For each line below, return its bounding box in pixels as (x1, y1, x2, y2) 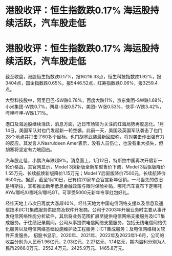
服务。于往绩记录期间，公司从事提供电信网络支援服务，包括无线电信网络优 (9, 220, 167, 226)
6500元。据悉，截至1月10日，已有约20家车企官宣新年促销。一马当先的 (5, 177, 155, 183)
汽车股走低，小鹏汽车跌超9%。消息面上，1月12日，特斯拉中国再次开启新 (5, 157, 158, 164)
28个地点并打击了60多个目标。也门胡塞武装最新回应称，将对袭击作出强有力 (5, 134, 165, 140)
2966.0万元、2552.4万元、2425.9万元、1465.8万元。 (14, 245, 127, 251)
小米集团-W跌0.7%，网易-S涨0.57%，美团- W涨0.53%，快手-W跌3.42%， (5, 103, 164, 110)
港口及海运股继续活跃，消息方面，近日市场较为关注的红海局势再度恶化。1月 (5, 121, 164, 127)
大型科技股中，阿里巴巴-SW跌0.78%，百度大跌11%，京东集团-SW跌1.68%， (5, 97, 166, 103)
